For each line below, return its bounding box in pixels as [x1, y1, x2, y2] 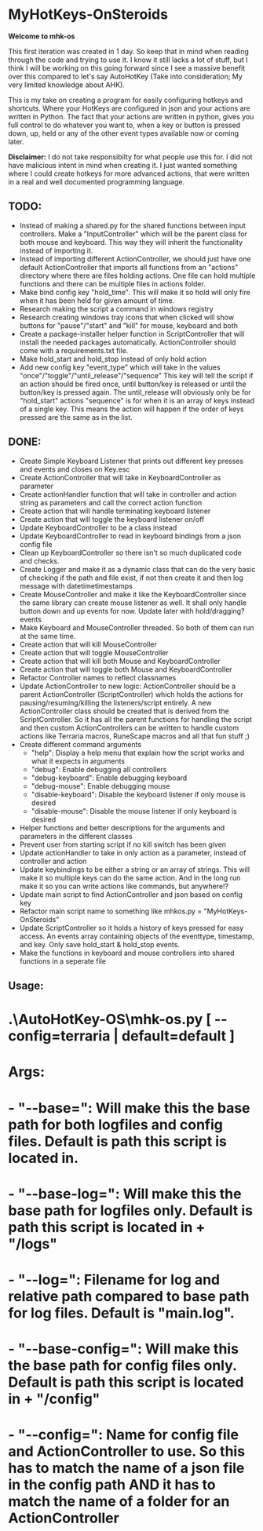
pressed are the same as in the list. [19, 412, 133, 421]
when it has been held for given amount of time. [19, 296, 175, 305]
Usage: [8, 979, 45, 992]
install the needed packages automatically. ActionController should [19, 337, 236, 347]
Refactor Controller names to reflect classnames [19, 673, 177, 682]
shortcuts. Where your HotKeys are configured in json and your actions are [8, 104, 251, 113]
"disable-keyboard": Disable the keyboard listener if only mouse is [31, 789, 246, 799]
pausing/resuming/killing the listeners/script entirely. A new [19, 698, 212, 707]
